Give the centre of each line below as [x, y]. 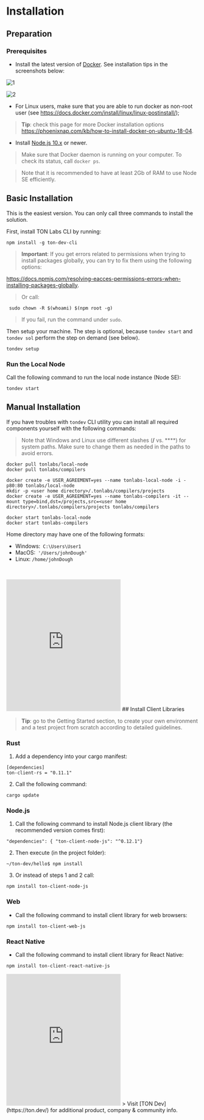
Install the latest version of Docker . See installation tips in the [92, 64]
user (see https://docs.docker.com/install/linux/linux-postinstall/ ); [97, 112]
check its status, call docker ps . [61, 161]
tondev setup [23, 349]
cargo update [23, 796]
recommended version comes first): [60, 831]
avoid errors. [37, 453]
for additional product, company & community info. [114, 1110]
